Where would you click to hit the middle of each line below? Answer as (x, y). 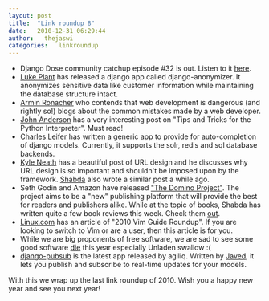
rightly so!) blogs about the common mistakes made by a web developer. (140, 111)
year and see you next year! (55, 289)
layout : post (30, 16)
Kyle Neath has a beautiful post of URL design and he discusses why (134, 162)
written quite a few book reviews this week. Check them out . (120, 214)
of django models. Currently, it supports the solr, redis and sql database (139, 145)
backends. (37, 154)
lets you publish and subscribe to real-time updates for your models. (133, 265)
